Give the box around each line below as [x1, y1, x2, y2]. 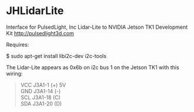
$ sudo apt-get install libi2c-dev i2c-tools [6, 52, 107, 59]
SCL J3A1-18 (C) [20, 94, 61, 101]
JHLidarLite [6, 4, 64, 18]
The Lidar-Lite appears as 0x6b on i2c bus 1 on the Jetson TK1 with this [6, 63, 179, 71]
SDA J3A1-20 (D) [20, 100, 62, 107]
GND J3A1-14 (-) [20, 87, 61, 94]
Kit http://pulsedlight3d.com [6, 29, 75, 36]
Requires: [6, 41, 29, 48]
